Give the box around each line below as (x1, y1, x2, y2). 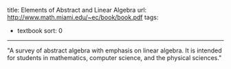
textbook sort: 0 (16, 27, 63, 34)
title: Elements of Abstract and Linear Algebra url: (7, 6, 147, 14)
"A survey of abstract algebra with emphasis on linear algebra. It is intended (7, 46, 222, 55)
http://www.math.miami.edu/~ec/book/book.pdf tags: (7, 13, 159, 21)
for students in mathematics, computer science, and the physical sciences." (7, 54, 222, 61)
